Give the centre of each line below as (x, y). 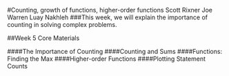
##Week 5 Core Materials (43, 38)
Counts (18, 66)
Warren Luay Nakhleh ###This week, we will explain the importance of (108, 17)
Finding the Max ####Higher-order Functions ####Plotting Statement (106, 59)
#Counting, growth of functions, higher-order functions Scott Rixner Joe (110, 10)
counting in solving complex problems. (62, 25)
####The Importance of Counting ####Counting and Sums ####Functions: (115, 51)
